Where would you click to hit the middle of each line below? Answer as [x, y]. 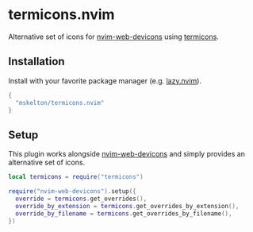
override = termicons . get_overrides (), [81, 199]
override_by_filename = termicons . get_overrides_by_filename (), [124, 213]
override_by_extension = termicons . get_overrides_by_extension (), [127, 206]
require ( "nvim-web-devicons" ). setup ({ [72, 191]
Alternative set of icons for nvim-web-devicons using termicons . [114, 37]
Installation [36, 62]
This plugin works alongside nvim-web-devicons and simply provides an [127, 154]
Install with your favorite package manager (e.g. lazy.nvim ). [105, 80]
